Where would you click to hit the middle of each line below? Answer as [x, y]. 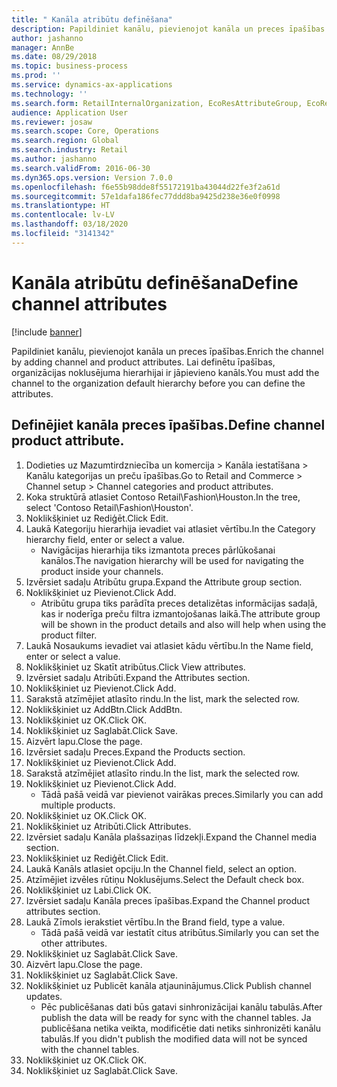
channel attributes [89, 303]
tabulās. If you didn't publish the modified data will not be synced [174, 1038]
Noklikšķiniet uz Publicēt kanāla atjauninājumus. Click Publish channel [168, 985]
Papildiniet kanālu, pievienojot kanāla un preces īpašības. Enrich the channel [167, 351]
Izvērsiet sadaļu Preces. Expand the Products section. [135, 752]
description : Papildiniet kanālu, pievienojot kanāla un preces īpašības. [170, 29]
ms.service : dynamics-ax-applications [92, 85]
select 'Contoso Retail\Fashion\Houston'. [109, 507]
